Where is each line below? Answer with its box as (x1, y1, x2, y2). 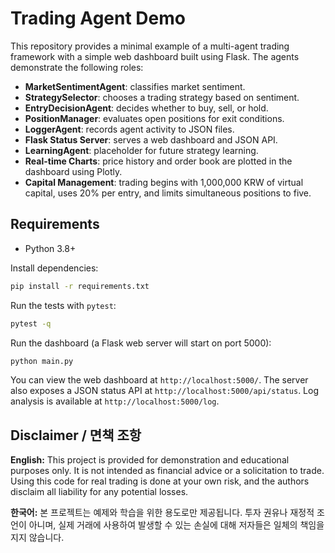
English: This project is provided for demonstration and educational (10, 454, 290, 466)
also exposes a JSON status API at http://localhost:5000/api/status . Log (10, 385, 320, 397)
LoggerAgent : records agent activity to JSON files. (24, 123, 235, 135)
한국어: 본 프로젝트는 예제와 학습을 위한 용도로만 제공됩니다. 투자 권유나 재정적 (10, 507, 315, 519)
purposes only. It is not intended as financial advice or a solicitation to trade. (10, 465, 325, 477)
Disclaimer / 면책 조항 (10, 427, 142, 444)
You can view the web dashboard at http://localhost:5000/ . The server (10, 374, 309, 386)
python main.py (10, 356, 74, 366)
